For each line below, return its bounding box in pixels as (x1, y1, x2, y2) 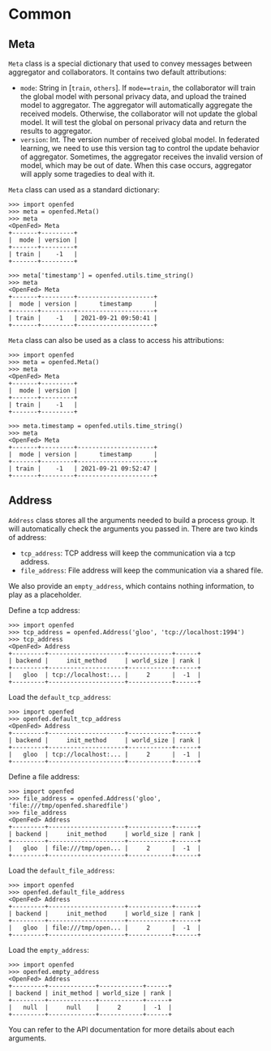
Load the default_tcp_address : (8, 692, 111, 701)
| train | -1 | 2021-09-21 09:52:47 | (8, 465, 158, 473)
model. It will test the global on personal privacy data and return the (19, 118, 247, 127)
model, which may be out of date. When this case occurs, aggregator (19, 161, 252, 170)
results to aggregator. (19, 127, 92, 135)
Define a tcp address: (8, 605, 80, 615)
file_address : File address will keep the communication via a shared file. (19, 565, 264, 575)
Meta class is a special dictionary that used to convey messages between (8, 58, 253, 68)
